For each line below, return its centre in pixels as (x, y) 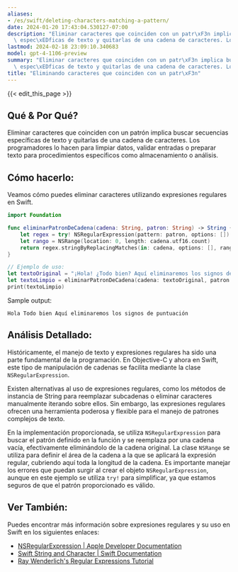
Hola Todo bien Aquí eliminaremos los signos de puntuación (98, 313)
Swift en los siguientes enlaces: (53, 532)
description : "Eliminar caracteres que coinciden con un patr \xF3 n (109, 34)
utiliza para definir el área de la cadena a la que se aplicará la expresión (112, 455)
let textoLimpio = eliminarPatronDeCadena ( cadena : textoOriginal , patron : (120, 281)
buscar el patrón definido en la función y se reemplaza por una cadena (111, 439)
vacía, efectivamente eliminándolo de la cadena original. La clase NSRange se (119, 447)
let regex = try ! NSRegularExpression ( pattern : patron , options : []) (125, 235)
